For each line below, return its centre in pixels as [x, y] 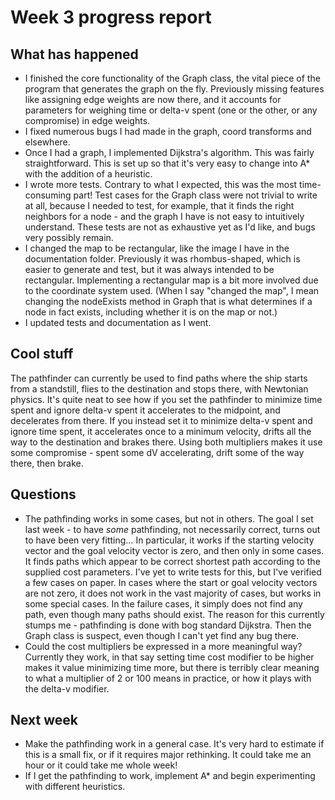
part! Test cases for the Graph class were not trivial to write [195, 195]
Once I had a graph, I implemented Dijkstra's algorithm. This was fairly [169, 152]
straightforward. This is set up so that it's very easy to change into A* [167, 163]
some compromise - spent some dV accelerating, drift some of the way [157, 452]
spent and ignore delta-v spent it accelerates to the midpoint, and [145, 410]
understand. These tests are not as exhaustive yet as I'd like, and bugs [170, 227]
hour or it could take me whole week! [101, 765]
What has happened [74, 54]
